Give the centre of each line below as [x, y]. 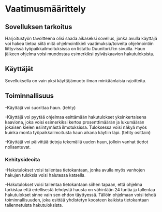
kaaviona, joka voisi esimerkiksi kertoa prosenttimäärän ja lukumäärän [75, 122]
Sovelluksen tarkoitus [39, 27]
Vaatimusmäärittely [45, 9]
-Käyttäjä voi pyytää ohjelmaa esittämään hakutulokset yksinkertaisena [76, 117]
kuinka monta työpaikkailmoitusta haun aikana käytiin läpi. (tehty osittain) [78, 132]
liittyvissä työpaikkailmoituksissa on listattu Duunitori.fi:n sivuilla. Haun [75, 49]
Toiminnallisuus [29, 96]
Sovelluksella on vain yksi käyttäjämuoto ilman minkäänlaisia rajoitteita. [76, 80]
